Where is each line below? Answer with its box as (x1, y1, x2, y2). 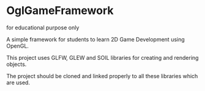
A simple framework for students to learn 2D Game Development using (6, 35, 185, 43)
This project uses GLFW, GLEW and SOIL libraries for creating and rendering (6, 54, 199, 61)
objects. (6, 60, 27, 68)
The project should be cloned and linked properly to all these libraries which (6, 72, 198, 79)
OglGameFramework (6, 4, 114, 18)
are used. (6, 79, 31, 86)
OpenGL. (6, 42, 29, 49)
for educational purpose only (6, 24, 80, 31)
